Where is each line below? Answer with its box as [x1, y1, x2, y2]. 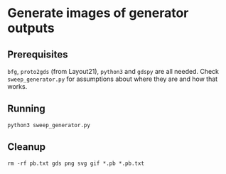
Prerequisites [7, 48, 68, 60]
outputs [7, 20, 55, 36]
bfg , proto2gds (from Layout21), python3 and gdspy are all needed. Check [7, 67, 219, 75]
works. [7, 82, 28, 90]
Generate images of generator [7, 5, 189, 21]
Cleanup [7, 141, 46, 153]
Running [7, 103, 46, 115]
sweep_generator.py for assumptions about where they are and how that [7, 75, 218, 83]
